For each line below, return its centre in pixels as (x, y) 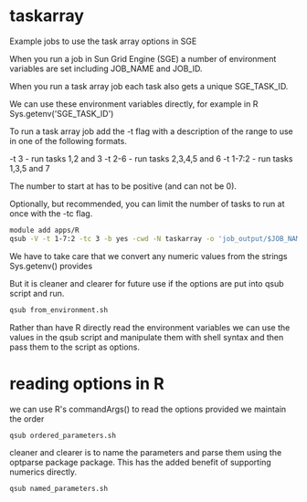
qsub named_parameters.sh (58, 489)
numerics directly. (43, 472)
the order (27, 418)
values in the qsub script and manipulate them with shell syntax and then (147, 337)
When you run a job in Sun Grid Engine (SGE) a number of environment (143, 58)
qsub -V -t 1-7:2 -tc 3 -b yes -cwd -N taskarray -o (112, 238)
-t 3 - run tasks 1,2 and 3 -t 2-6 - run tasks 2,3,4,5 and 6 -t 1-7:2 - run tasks (151, 158)
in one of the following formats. (69, 141)
